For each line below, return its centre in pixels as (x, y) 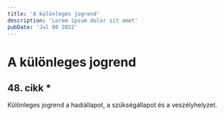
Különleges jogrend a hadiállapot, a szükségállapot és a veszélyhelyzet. (112, 105)
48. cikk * (29, 88)
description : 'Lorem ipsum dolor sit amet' (73, 21)
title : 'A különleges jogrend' (54, 14)
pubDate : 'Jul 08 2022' (43, 27)
